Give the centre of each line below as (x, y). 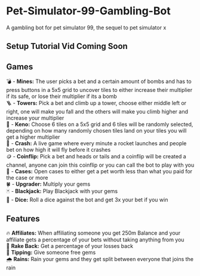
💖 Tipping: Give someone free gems (51, 252)
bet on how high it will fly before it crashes (59, 150)
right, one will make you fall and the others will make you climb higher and (97, 112)
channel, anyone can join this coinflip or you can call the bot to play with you (100, 165)
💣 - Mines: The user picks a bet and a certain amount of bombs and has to (99, 81)
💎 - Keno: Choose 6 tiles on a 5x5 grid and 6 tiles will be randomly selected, (100, 124)
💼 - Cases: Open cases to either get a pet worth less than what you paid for (99, 171)
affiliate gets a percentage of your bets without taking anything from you (95, 240)
